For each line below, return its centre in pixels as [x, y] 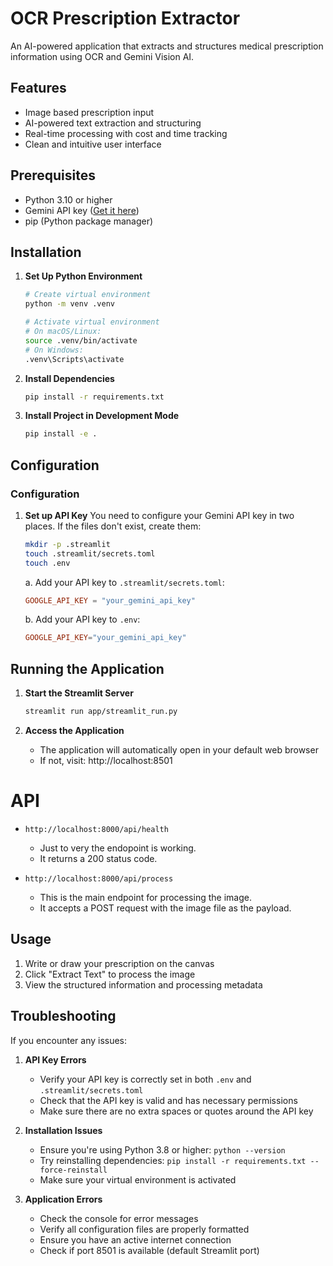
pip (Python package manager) [89, 221]
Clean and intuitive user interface [93, 144]
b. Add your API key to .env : [82, 619]
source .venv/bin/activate [81, 340]
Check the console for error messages [119, 1218]
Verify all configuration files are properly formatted [144, 1229]
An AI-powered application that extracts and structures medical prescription [167, 46]
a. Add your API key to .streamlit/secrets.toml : [124, 582]
